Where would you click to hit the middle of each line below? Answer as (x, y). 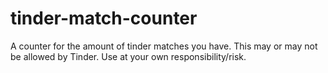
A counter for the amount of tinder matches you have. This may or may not (164, 46)
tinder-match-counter (104, 18)
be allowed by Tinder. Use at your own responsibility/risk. (128, 56)
